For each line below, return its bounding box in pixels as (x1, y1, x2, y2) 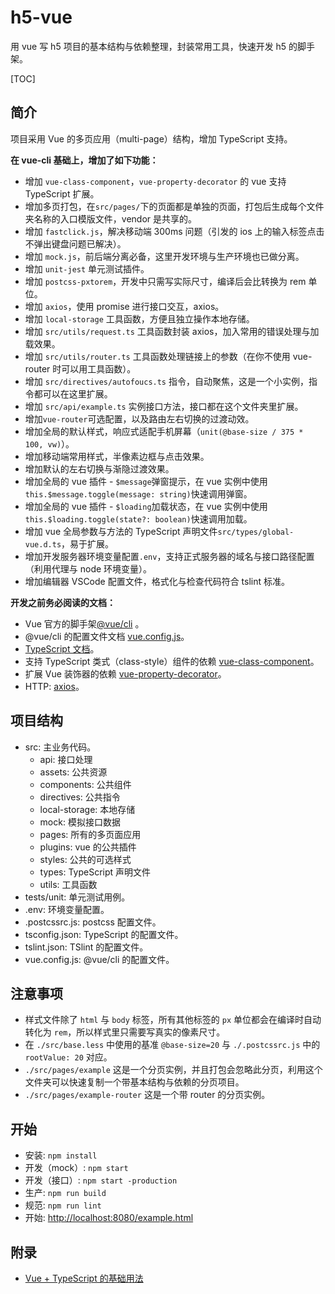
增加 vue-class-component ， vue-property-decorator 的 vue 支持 (24, 175, 287, 187)
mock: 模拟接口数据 (39, 816, 121, 828)
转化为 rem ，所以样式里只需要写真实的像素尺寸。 (24, 1026, 226, 1038)
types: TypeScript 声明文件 (39, 866, 152, 878)
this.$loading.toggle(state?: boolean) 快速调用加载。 (24, 512, 253, 525)
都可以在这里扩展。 (33, 387, 113, 400)
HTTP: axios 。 (24, 680, 85, 692)
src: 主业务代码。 (24, 741, 97, 753)
